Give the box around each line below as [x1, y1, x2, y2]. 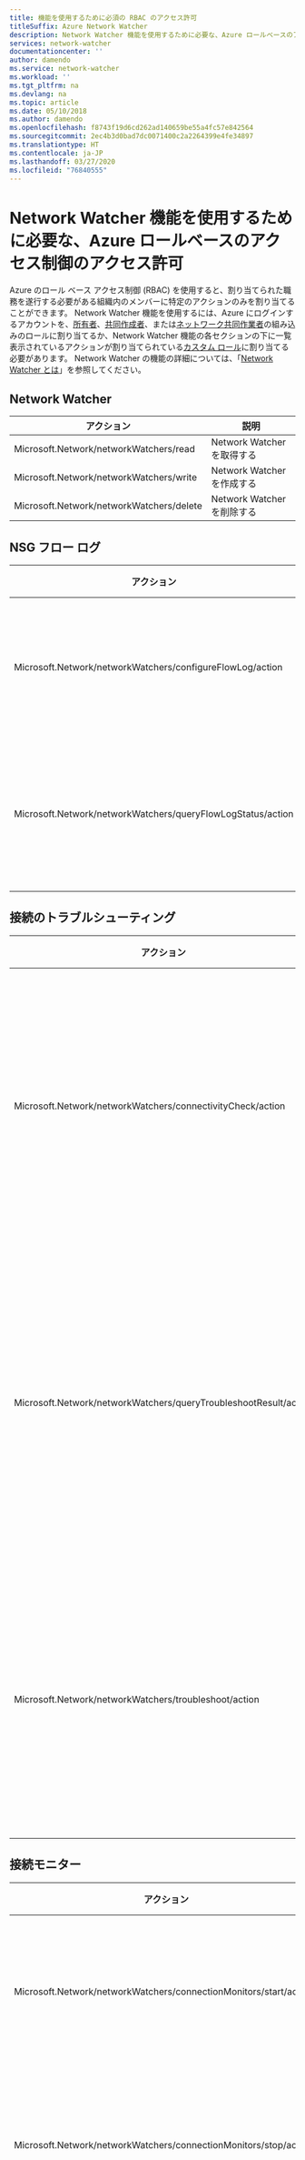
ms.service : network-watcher [9, 65, 120, 74]
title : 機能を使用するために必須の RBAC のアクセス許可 [9, 13, 198, 23]
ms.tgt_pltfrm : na [9, 81, 79, 90]
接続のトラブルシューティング [9, 910, 176, 926]
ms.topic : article [9, 97, 79, 107]
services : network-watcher [9, 38, 112, 48]
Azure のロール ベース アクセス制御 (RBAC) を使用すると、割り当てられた [9, 285, 284, 296]
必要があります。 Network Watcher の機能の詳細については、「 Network [9, 353, 274, 364]
